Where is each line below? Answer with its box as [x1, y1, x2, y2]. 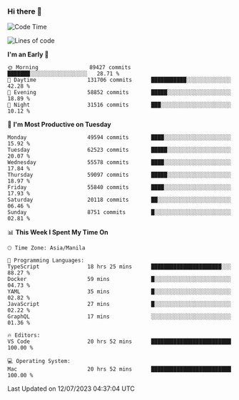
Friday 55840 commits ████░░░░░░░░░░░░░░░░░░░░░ [7, 184, 232, 191]
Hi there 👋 [7, 6, 43, 16]
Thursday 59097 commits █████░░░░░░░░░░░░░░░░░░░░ [7, 171, 232, 179]
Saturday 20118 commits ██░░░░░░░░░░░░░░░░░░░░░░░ [7, 196, 232, 204]
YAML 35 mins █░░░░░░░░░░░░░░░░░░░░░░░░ [7, 288, 232, 295]
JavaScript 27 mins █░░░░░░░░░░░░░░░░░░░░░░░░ [7, 301, 232, 308]
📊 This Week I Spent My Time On [7, 228, 108, 237]
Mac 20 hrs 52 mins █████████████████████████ [7, 366, 232, 373]
